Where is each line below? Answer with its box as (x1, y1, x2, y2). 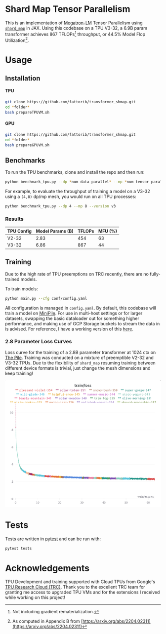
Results (5, 215, 24, 222)
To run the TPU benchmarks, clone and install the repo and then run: (5, 169, 145, 175)
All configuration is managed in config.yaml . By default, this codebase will (5, 305, 157, 311)
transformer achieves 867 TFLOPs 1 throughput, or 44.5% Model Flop (5, 30, 146, 37)
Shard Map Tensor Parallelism (5, 3, 130, 15)
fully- (150, 271, 161, 277)
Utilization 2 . (5, 36, 29, 43)
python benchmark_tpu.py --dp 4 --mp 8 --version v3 (5, 204, 116, 209)
